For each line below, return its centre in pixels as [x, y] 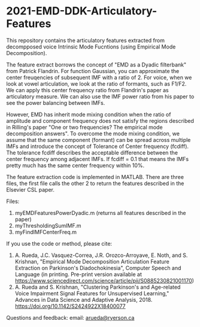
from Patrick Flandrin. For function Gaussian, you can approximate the [93, 71]
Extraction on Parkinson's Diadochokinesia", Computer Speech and [98, 268]
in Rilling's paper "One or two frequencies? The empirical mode [84, 127]
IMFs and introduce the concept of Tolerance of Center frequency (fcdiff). [98, 146]
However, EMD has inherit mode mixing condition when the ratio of [89, 114]
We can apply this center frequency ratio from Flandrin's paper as [87, 90]
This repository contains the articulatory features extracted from [86, 40]
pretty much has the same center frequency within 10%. [75, 165]
